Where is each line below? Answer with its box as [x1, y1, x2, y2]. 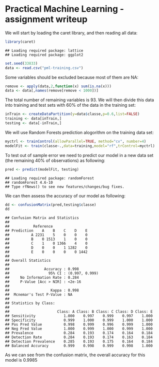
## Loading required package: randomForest [5, 175, 95, 181]
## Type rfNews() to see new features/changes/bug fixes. [5, 184, 125, 189]
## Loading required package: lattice [5, 48, 83, 53]
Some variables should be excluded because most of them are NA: [5, 74, 139, 80]
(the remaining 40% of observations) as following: [5, 157, 106, 163]
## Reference [5, 224, 53, 229]
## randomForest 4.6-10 [5, 180, 53, 185]
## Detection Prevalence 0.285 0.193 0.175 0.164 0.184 [5, 339, 153, 344]
